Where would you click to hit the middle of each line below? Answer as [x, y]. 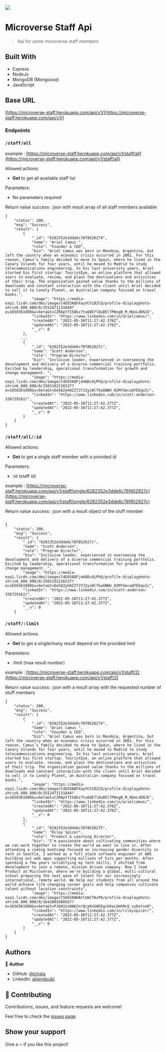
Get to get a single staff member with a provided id [64, 457]
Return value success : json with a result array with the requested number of [83, 687]
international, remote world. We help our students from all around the [82, 880]
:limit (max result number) [39, 663]
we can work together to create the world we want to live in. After [79, 845]
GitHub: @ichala [29, 974]
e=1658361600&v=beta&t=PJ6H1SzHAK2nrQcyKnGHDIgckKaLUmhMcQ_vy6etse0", [80, 906]
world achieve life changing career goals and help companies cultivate [82, 885]
